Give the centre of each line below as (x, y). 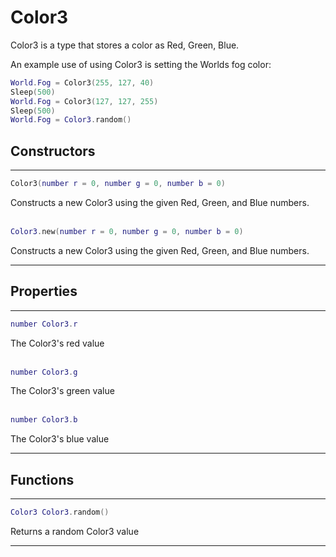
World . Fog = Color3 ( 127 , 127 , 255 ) (84, 101)
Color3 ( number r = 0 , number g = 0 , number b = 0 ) (118, 184)
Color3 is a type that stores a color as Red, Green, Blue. (125, 45)
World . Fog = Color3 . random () (71, 120)
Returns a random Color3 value (75, 531)
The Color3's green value (62, 391)
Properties (44, 291)
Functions (42, 479)
